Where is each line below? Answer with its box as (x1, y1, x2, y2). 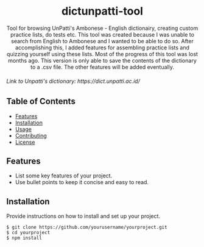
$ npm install (6, 235, 43, 242)
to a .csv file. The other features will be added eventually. (30, 63, 175, 71)
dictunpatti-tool (62, 4, 143, 18)
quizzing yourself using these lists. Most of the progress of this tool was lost (7, 50, 198, 57)
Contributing (15, 132, 47, 139)
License (15, 138, 35, 146)
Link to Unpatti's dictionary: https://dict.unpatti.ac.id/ (6, 77, 140, 85)
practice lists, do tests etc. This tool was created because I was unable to (10, 30, 195, 38)
